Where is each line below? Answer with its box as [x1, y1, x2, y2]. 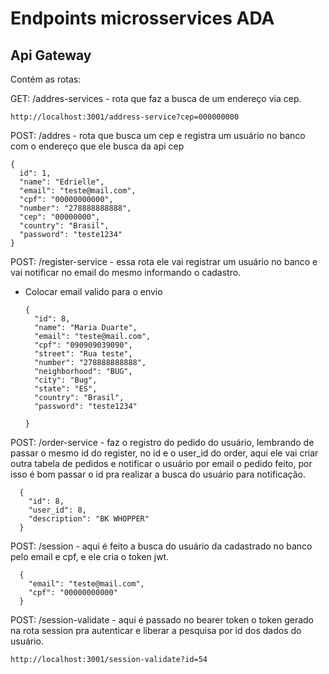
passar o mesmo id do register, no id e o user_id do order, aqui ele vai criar [10, 447, 319, 459]
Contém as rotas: [10, 73, 82, 85]
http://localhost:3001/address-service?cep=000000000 [10, 112, 240, 122]
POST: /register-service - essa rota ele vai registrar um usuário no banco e [10, 256, 318, 267]
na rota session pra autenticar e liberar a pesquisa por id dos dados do [10, 625, 302, 636]
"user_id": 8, [28, 505, 87, 515]
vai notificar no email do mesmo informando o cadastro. [10, 267, 242, 278]
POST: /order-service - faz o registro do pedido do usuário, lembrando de [10, 437, 315, 448]
